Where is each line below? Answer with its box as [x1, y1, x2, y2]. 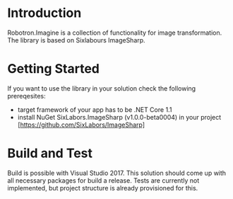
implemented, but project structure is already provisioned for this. [7, 183, 198, 192]
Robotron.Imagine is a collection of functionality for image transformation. [7, 28, 222, 37]
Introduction [7, 5, 82, 21]
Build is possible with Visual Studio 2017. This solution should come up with [7, 169, 227, 177]
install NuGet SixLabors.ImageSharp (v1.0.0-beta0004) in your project [17, 113, 222, 121]
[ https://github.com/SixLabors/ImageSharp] [17, 120, 145, 129]
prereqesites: [7, 91, 46, 100]
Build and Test [7, 145, 93, 161]
